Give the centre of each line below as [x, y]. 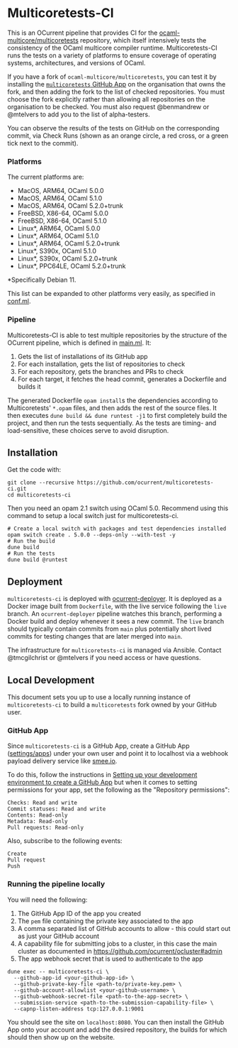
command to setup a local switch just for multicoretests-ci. [93, 516]
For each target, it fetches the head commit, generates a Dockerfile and [122, 379]
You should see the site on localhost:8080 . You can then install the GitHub [116, 1022]
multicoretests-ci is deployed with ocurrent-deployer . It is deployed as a [114, 599]
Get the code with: [34, 470]
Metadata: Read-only [38, 822]
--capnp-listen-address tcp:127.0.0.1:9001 [79, 1009]
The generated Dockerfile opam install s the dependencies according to [113, 400]
